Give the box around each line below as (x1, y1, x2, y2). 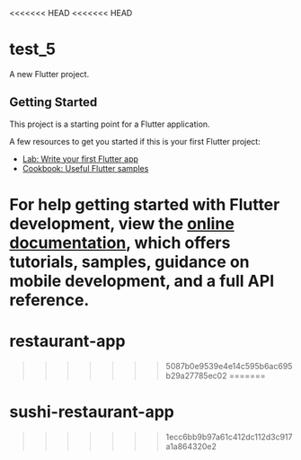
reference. (9, 289, 90, 310)
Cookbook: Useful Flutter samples (22, 163, 149, 173)
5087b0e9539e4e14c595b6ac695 (165, 360, 293, 371)
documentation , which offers (9, 233, 231, 252)
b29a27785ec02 (165, 370, 227, 381)
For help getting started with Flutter (9, 194, 280, 215)
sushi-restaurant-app (9, 402, 175, 422)
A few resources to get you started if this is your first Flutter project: (9, 136, 261, 146)
